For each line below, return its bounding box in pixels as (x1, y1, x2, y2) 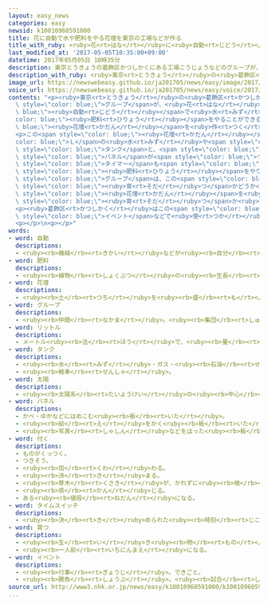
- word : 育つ (8, 524, 49, 532)
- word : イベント (8, 553, 61, 561)
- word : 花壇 (8, 279, 49, 287)
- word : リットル (8, 323, 61, 331)
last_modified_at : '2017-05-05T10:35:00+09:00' (8, 49, 170, 57)
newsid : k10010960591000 (8, 26, 91, 34)
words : (8, 227, 30, 235)
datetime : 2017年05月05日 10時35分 (8, 57, 121, 65)
